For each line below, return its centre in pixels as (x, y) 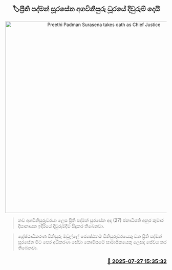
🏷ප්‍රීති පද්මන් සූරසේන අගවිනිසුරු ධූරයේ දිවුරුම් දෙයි (86, 9)
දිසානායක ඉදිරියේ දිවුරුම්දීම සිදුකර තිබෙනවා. (61, 226)
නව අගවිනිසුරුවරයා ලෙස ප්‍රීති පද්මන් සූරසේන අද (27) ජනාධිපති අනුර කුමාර (91, 220)
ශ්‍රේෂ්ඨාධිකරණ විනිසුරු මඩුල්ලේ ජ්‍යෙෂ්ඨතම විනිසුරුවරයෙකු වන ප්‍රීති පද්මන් (90, 236)
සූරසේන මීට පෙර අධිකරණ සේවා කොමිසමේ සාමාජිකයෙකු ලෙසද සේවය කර (92, 242)
